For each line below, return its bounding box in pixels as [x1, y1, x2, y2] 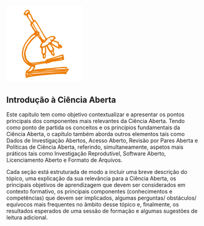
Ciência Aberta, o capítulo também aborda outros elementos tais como [6, 130, 185, 138]
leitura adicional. [6, 214, 48, 221]
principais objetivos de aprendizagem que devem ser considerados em [6, 181, 186, 189]
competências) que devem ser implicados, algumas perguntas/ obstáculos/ [6, 194, 197, 202]
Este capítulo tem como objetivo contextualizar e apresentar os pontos [6, 111, 185, 118]
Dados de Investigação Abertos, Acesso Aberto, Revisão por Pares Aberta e [6, 137, 198, 145]
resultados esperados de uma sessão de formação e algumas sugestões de [6, 208, 198, 215]
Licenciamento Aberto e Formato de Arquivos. [6, 156, 123, 164]
